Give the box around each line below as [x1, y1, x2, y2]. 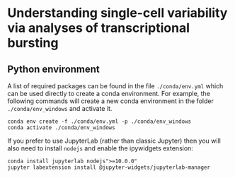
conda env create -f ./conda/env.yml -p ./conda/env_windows [7, 118, 192, 125]
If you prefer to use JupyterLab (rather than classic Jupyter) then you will [7, 136, 221, 145]
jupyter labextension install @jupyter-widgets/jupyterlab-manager [7, 164, 211, 171]
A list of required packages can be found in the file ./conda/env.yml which [7, 82, 224, 90]
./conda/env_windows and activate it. [7, 105, 113, 112]
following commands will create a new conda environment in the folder [7, 97, 214, 105]
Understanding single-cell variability [7, 5, 228, 21]
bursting [7, 35, 59, 51]
